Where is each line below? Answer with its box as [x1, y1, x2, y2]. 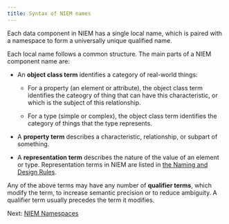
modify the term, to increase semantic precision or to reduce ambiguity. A [7, 188, 218, 196]
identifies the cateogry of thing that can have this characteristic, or [27, 91, 218, 99]
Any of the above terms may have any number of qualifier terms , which [7, 181, 212, 190]
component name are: [7, 57, 71, 65]
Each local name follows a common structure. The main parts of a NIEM [7, 50, 212, 58]
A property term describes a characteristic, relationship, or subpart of [17, 132, 218, 141]
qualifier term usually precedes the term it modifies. [7, 196, 155, 204]
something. [17, 139, 50, 148]
